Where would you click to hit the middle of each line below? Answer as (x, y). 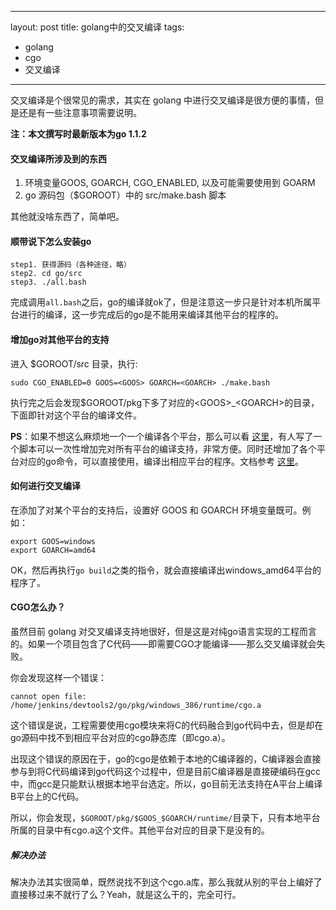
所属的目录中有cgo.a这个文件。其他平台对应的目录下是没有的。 (140, 830)
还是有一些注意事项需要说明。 (80, 112)
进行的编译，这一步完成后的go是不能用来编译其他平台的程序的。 (151, 315)
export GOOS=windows (53, 541)
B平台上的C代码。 (47, 797)
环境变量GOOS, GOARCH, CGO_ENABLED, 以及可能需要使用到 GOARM (170, 183)
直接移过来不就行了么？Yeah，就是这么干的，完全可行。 (126, 894)
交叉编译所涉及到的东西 (58, 158)
